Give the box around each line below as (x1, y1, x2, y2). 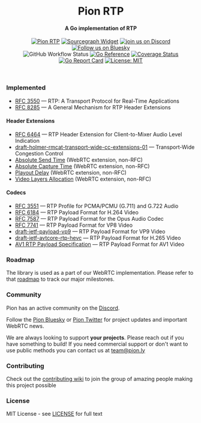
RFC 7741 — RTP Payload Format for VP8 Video (14, 221, 133, 229)
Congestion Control (14, 149, 64, 157)
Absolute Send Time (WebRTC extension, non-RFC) (14, 156, 143, 163)
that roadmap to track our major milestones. (6, 275, 115, 283)
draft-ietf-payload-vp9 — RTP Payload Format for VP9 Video (14, 228, 166, 235)
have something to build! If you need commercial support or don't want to (6, 340, 188, 347)
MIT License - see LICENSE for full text (6, 410, 103, 418)
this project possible (6, 382, 56, 389)
